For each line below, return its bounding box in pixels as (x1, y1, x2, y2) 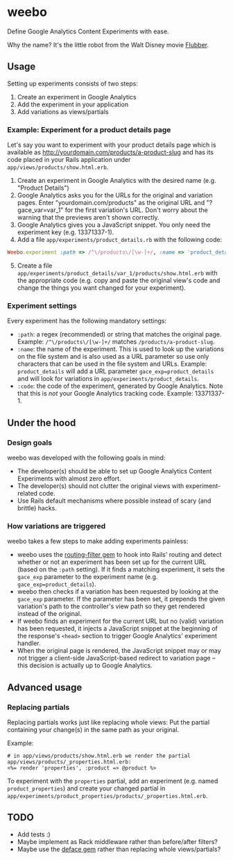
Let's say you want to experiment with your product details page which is (7, 140, 216, 149)
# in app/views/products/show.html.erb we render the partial (7, 752, 191, 759)
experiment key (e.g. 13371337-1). (17, 228, 114, 236)
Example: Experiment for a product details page (7, 124, 171, 134)
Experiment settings (7, 300, 78, 310)
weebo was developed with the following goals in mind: (7, 453, 166, 462)
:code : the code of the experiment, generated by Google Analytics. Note (17, 382, 223, 390)
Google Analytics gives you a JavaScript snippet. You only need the (17, 220, 211, 229)
